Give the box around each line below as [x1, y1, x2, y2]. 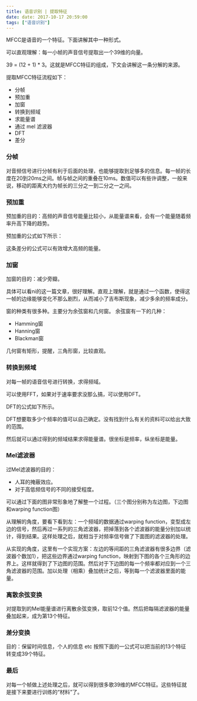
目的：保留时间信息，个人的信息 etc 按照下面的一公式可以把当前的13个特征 [6, 643, 186, 650]
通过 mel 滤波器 [14, 123, 53, 130]
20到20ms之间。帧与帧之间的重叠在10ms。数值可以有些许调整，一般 [16, 175, 183, 182]
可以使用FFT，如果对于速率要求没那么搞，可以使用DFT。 [6, 390, 144, 397]
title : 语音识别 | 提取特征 [6, 8, 67, 15]
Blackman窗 [14, 335, 44, 342]
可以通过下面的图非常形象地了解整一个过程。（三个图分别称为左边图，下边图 [6, 498, 189, 505]
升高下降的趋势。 [11, 220, 53, 227]
